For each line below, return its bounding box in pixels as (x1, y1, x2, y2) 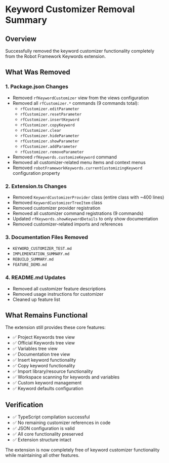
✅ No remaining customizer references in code (12, 419, 111, 426)
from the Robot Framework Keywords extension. (5, 53, 106, 59)
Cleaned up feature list (12, 296, 60, 302)
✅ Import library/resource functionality (12, 368, 93, 374)
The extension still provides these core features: (5, 324, 106, 330)
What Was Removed (5, 68, 70, 76)
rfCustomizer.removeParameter (20, 149, 85, 155)
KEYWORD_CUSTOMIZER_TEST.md (12, 246, 72, 251)
